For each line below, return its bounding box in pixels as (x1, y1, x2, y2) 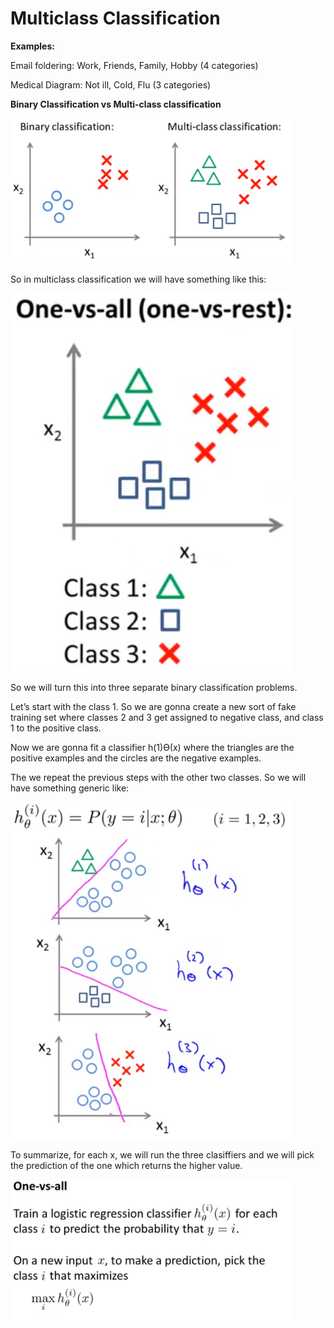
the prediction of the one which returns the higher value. (10, 1160, 243, 1172)
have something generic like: (10, 782, 130, 794)
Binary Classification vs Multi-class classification (10, 98, 222, 110)
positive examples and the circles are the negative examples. (10, 752, 262, 764)
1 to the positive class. (10, 722, 102, 734)
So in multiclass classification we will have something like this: (10, 273, 267, 285)
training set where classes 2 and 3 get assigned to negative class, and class (10, 711, 324, 723)
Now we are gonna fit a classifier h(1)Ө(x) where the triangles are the (10, 741, 295, 753)
